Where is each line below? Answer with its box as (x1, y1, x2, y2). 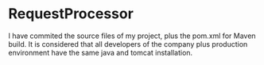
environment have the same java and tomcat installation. (8, 48, 193, 57)
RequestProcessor (8, 5, 134, 23)
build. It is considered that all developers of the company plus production (8, 39, 248, 48)
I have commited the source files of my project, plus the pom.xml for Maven (8, 31, 256, 40)
